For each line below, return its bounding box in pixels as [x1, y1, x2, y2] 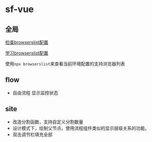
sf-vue [5, 4, 34, 15]
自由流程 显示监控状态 [12, 89, 58, 96]
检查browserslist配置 [5, 39, 49, 45]
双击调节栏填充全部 [12, 131, 53, 137]
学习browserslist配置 [5, 50, 49, 56]
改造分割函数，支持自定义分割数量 [12, 119, 84, 125]
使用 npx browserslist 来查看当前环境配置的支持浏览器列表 [5, 61, 125, 67]
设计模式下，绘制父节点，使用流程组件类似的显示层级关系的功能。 [12, 125, 149, 131]
